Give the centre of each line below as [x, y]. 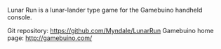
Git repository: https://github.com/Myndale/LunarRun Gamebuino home [110, 31]
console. [20, 17]
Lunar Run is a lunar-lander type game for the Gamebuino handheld [105, 10]
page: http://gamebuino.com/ [50, 38]
